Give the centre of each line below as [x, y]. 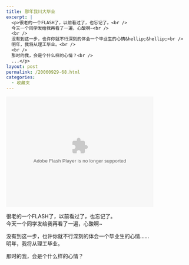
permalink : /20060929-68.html [43, 72]
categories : [21, 77]
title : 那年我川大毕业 [31, 12]
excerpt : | [19, 17]
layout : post [22, 66]
